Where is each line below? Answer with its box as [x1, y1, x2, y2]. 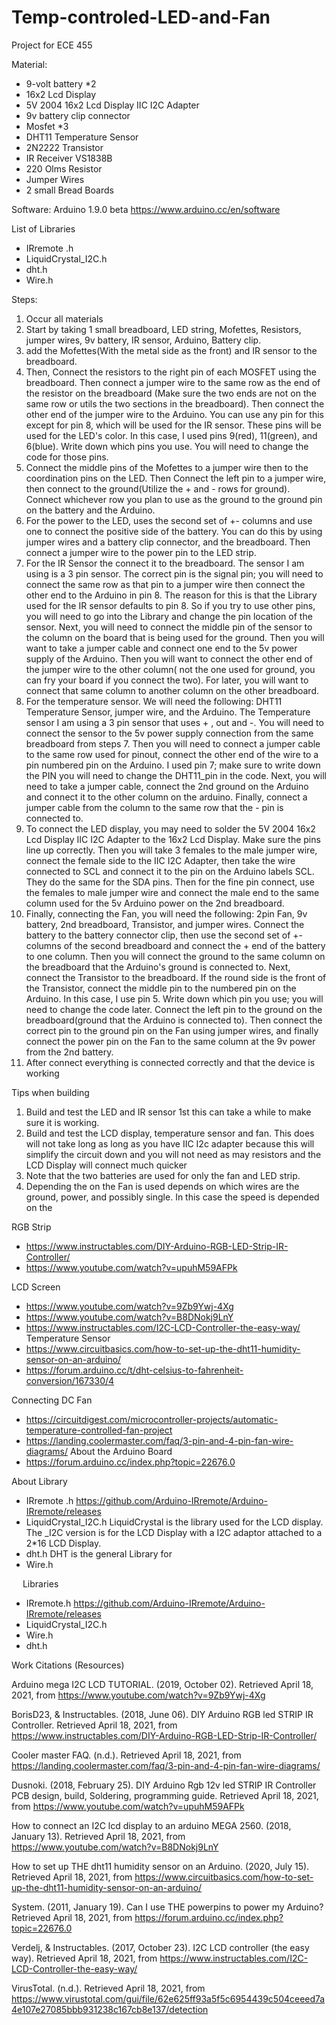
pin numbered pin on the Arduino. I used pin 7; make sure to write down [25, 759, 321, 771]
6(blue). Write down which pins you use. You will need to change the [25, 440, 309, 452]
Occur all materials [25, 312, 104, 325]
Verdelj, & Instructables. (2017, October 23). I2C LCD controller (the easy [11, 1941, 310, 1953]
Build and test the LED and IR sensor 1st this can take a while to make [25, 1106, 312, 1118]
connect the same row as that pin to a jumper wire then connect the [25, 578, 306, 590]
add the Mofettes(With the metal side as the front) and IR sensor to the [25, 344, 318, 356]
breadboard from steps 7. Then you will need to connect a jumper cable [25, 737, 321, 750]
